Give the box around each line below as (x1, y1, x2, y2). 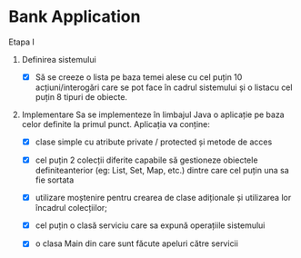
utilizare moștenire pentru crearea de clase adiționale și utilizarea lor (35, 193, 292, 203)
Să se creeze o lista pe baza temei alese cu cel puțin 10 (35, 71, 243, 83)
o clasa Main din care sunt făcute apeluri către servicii (35, 238, 238, 249)
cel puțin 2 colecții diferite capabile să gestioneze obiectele (35, 154, 258, 165)
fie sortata (35, 174, 75, 185)
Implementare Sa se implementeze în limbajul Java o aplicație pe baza (21, 109, 285, 120)
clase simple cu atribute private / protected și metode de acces (35, 136, 273, 147)
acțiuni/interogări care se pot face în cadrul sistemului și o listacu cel (35, 82, 293, 93)
